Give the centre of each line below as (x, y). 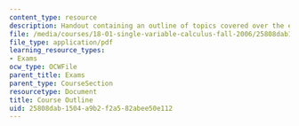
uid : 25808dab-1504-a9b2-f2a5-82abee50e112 (91, 108)
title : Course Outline (51, 100)
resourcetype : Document (53, 91)
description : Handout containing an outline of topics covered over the (147, 26)
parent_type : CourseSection (61, 83)
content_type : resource (53, 17)
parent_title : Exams (48, 75)
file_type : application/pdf (61, 42)
